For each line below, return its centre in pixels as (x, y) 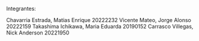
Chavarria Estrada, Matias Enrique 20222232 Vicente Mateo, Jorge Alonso (99, 20)
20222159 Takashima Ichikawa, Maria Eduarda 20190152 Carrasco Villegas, (100, 26)
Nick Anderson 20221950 (38, 33)
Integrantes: (21, 9)
